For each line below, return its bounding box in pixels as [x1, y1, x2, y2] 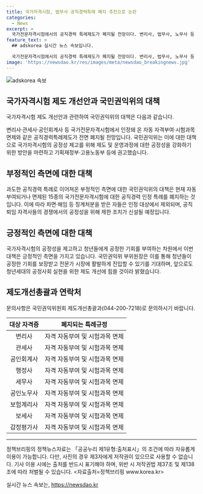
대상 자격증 [9, 320, 39, 329]
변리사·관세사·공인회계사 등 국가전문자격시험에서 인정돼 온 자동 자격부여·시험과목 [6, 126, 195, 133]
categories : [6, 15, 36, 21]
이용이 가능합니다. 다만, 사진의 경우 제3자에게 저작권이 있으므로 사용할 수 [6, 453, 177, 460]
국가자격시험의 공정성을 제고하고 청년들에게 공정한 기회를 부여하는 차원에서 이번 [6, 245, 194, 252]
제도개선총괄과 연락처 [6, 287, 82, 298]
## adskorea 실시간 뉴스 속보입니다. [11, 43, 94, 49]
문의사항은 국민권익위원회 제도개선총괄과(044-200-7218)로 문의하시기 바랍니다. [6, 304, 195, 312]
